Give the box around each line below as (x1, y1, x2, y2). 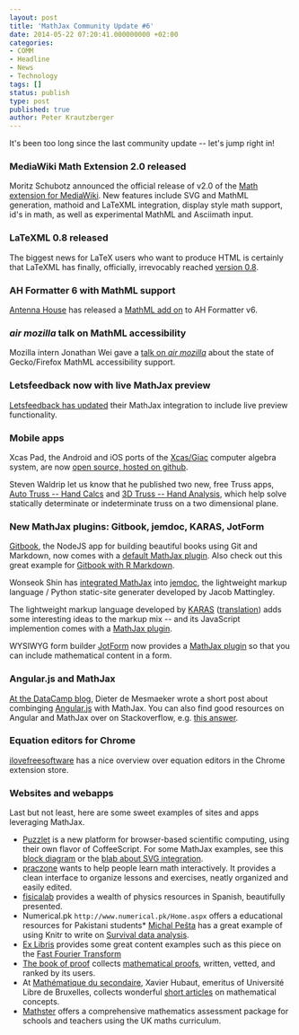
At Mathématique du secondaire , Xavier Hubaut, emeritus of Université (22, 978, 285, 988)
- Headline (9, 55, 50, 64)
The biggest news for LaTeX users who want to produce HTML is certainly (9, 252, 285, 263)
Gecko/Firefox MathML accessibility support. (9, 356, 176, 368)
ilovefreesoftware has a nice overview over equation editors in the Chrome (9, 755, 286, 766)
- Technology (9, 72, 58, 81)
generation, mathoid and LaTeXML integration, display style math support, (9, 199, 283, 211)
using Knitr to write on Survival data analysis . (22, 930, 190, 941)
